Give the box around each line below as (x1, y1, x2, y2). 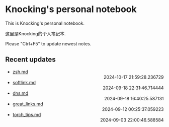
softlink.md (12, 79, 36, 85)
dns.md (12, 90, 29, 96)
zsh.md (12, 69, 29, 75)
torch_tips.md (12, 111, 41, 117)
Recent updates (5, 55, 56, 64)
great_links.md (12, 101, 44, 107)
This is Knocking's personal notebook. (5, 20, 84, 26)
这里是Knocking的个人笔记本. (5, 30, 66, 36)
